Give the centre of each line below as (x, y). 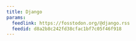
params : (16, 17)
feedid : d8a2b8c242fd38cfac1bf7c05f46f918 (67, 29)
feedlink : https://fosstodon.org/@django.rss (71, 23)
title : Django (25, 12)
